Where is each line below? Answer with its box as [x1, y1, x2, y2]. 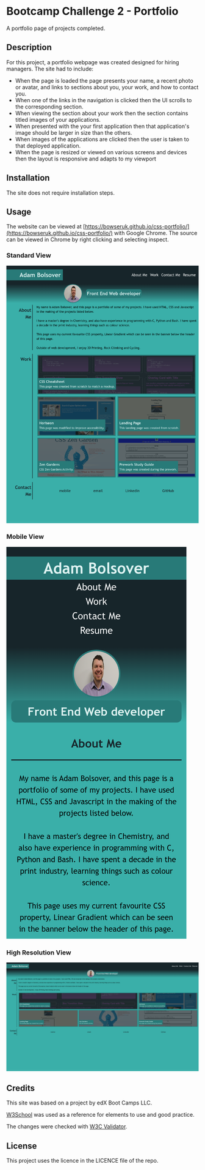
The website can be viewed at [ [6, 223, 85, 230]
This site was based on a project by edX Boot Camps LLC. [6, 1099, 153, 1106]
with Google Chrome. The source [113, 230, 198, 237]
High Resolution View [6, 948, 71, 956]
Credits [6, 1083, 35, 1093]
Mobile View [6, 533, 45, 541]
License [6, 1141, 37, 1151]
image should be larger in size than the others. [15, 129, 132, 136]
